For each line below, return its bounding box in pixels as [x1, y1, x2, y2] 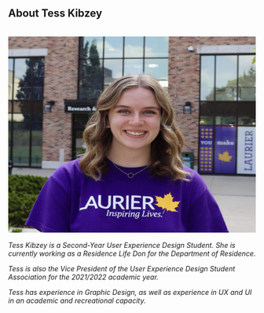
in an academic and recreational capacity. [8, 296, 146, 305]
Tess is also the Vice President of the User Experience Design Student [8, 264, 236, 273]
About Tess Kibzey [8, 7, 103, 20]
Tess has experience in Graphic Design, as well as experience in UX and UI [8, 287, 252, 297]
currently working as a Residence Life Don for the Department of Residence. [8, 249, 256, 258]
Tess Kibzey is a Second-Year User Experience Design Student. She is [8, 240, 236, 249]
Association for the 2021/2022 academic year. [8, 272, 159, 282]
